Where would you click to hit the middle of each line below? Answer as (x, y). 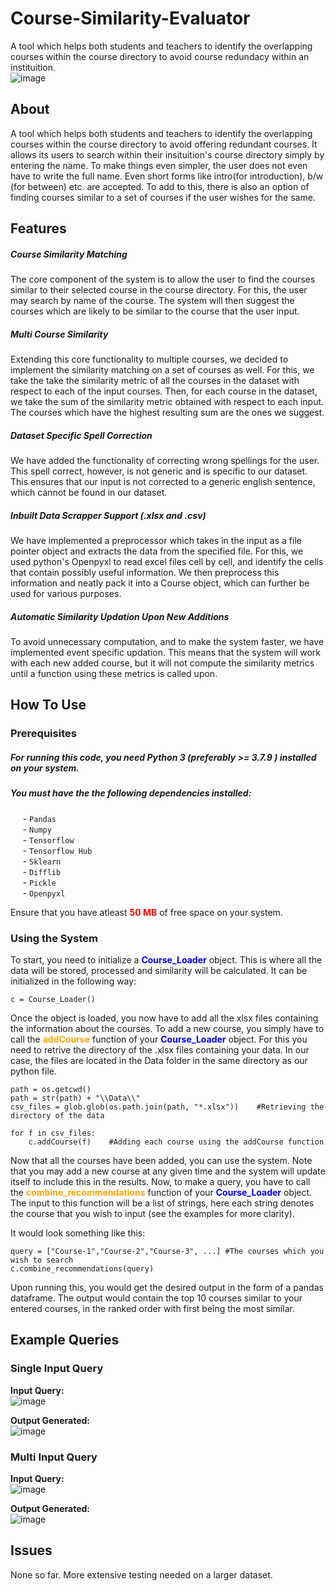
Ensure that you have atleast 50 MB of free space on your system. (146, 912)
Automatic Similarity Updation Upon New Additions (120, 616)
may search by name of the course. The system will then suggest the (152, 301)
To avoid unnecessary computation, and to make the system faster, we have (167, 641)
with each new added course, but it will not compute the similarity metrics (162, 663)
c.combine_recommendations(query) (82, 1268)
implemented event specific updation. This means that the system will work (165, 652)
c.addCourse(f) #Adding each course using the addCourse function (176, 1142)
